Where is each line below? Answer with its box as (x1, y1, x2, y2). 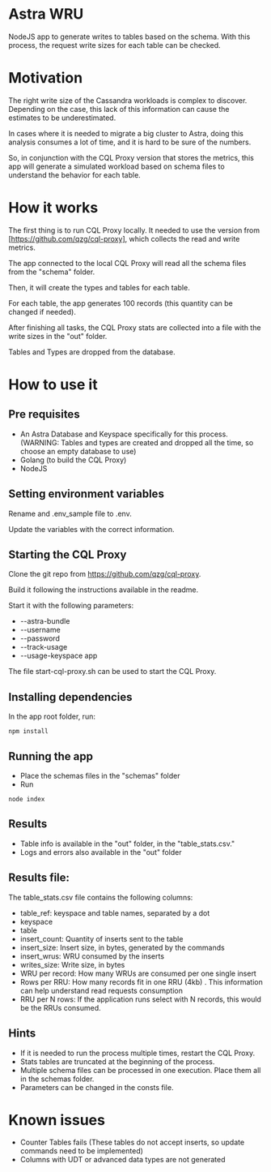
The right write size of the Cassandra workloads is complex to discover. (8, 95, 248, 105)
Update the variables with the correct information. (8, 524, 176, 534)
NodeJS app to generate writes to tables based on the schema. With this (8, 32, 251, 41)
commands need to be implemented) (19, 1146, 144, 1156)
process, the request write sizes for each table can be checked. (8, 40, 221, 49)
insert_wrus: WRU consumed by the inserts (19, 951, 164, 961)
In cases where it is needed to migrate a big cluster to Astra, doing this (8, 128, 244, 138)
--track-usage (19, 642, 68, 652)
